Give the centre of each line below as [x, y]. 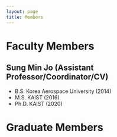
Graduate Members [55, 127]
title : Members [25, 17]
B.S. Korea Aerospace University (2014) [63, 91]
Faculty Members [50, 46]
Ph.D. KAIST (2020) [39, 103]
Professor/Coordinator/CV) [57, 77]
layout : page [22, 11]
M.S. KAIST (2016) [37, 97]
